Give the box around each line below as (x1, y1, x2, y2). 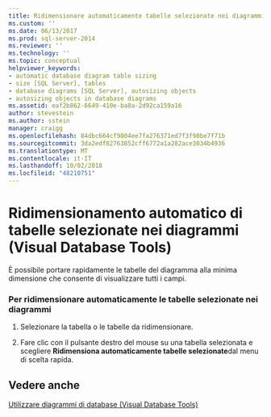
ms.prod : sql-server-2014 (8, 34, 95, 43)
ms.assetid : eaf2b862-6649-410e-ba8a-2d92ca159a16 (8, 102, 182, 110)
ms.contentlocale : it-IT (8, 154, 92, 162)
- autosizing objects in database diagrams (8, 94, 157, 102)
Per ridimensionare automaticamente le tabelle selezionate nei (8, 294, 258, 305)
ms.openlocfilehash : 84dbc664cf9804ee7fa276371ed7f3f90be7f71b (8, 131, 226, 140)
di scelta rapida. (19, 355, 74, 365)
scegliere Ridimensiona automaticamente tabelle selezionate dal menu (19, 346, 260, 356)
